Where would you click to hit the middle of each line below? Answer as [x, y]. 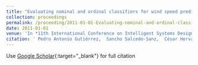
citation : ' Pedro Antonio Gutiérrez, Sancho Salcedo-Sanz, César [92, 39]
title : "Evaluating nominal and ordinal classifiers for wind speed [92, 12]
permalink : [19, 22]
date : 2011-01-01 [27, 28]
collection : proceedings [37, 17]
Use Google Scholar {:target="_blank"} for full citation [71, 56]
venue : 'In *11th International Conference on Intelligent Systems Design [100, 34]
